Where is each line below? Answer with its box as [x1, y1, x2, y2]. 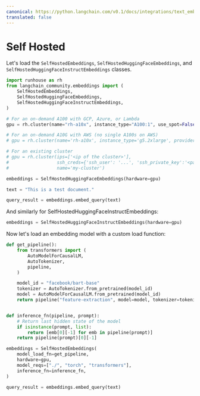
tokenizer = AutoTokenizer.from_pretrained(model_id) [17, 286, 153, 292]
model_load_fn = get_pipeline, [17, 351, 89, 357]
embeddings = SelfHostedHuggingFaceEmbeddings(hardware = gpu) [6, 176, 161, 182]
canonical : [6, 8, 33, 15]
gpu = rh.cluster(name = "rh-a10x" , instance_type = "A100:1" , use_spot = [6, 121, 183, 127]
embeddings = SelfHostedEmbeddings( [6, 346, 97, 352]
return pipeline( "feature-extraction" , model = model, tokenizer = [17, 297, 180, 303]
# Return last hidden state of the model [17, 318, 121, 325]
